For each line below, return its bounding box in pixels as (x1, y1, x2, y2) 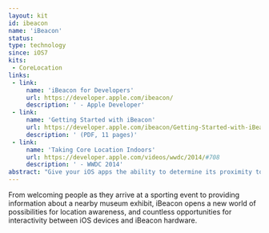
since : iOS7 (8, 49, 48, 57)
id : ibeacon (8, 19, 48, 27)
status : (8, 34, 34, 42)
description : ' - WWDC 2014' (26, 161, 124, 169)
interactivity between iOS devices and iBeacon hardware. (8, 215, 198, 225)
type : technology (8, 42, 66, 50)
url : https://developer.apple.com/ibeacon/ (26, 94, 174, 102)
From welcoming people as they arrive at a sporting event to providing (8, 190, 240, 199)
